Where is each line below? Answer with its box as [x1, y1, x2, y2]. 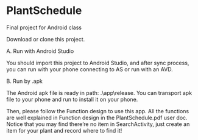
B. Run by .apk [6, 77, 43, 85]
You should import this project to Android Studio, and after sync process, [6, 59, 189, 66]
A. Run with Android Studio [6, 47, 74, 55]
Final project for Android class [6, 24, 82, 31]
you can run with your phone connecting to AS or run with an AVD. [6, 65, 174, 73]
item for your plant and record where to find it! [6, 127, 122, 134]
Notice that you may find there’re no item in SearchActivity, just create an [6, 120, 190, 128]
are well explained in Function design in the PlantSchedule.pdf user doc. [6, 114, 188, 121]
